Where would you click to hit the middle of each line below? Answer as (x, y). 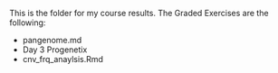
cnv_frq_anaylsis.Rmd (63, 59)
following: (28, 23)
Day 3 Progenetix (55, 50)
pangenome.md (52, 40)
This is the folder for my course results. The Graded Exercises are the (139, 13)
